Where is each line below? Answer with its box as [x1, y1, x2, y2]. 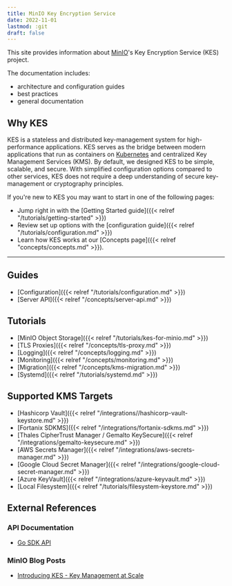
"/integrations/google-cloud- [137, 460, 220, 469]
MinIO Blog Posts [7, 556, 66, 565]
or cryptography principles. [46, 180, 124, 188]
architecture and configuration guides [17, 82, 125, 91]
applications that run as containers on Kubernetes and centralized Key [7, 150, 207, 159]
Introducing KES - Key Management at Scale [17, 571, 144, 580]
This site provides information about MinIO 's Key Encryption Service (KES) [7, 48, 220, 57]
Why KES [7, 117, 48, 129]
